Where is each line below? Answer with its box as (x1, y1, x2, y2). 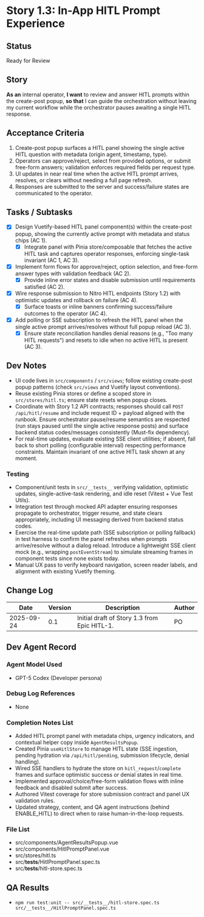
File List (6, 825, 30, 834)
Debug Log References (6, 689, 75, 698)
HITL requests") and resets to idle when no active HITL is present (24, 336, 188, 344)
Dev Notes (6, 361, 47, 371)
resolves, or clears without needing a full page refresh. (15, 176, 152, 183)
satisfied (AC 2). (24, 283, 65, 290)
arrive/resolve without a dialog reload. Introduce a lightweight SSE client (15, 542, 196, 549)
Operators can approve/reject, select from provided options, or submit (15, 157, 191, 165)
